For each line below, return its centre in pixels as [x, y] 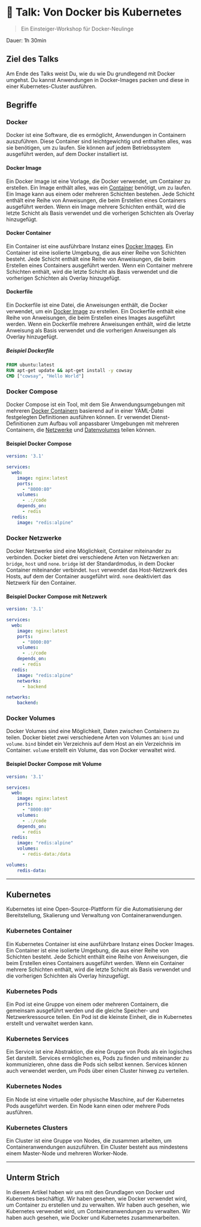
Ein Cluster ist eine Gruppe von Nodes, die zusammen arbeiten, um [89, 1140]
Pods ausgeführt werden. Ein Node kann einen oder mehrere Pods [88, 1106]
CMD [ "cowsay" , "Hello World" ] [45, 376]
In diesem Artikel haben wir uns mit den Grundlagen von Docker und [90, 1192]
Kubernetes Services [37, 1039]
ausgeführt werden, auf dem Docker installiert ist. [67, 154]
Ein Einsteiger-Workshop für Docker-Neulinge [77, 29]
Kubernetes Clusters [37, 1128]
